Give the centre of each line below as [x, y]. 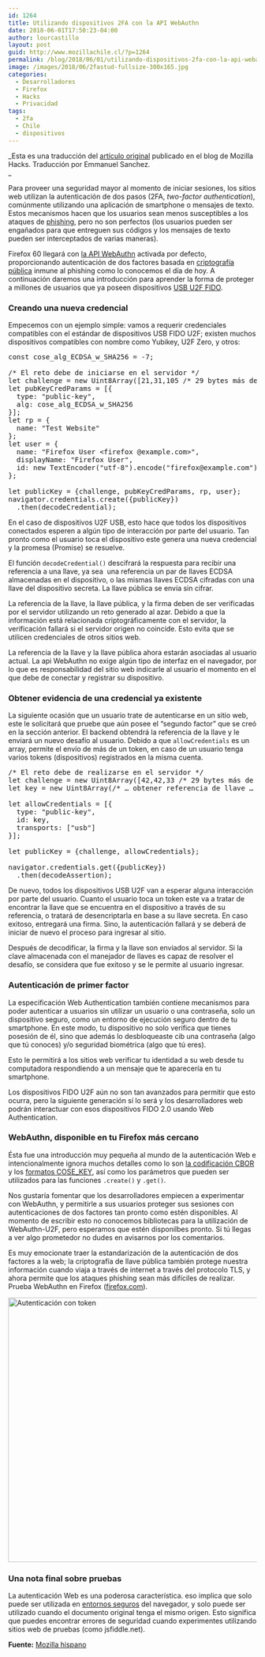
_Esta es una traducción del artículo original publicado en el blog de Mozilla [131, 156]
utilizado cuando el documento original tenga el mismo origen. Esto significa [132, 1613]
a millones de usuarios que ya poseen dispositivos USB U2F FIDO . [116, 287]
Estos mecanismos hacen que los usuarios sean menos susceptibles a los [128, 213]
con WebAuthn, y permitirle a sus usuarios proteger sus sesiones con [121, 1204]
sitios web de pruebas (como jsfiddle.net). [77, 1629]
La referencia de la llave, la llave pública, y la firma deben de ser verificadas [131, 603]
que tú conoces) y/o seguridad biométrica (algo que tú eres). [107, 1045]
